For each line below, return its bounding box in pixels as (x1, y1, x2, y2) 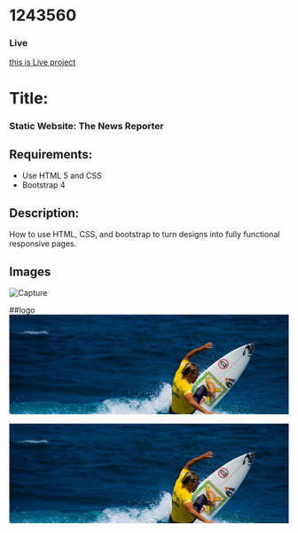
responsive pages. (9, 238, 77, 249)
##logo (9, 305, 35, 315)
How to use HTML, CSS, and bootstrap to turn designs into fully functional (9, 229, 280, 240)
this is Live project (9, 57, 76, 67)
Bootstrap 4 (21, 180, 66, 190)
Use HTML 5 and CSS (21, 170, 102, 182)
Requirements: (9, 147, 93, 162)
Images (9, 264, 51, 279)
